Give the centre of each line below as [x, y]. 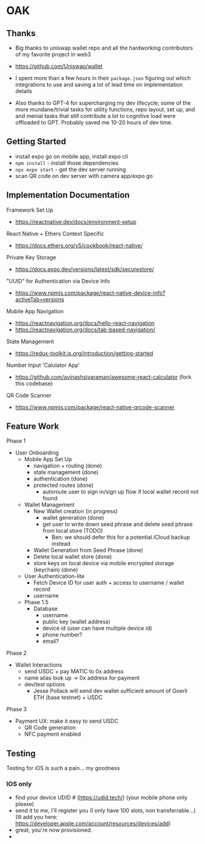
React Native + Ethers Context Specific [56, 234]
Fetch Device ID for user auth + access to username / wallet [109, 583]
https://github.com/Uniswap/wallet [59, 66]
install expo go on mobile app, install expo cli [71, 156]
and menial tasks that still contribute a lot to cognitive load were [95, 116]
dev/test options [45, 684]
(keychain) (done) [56, 570]
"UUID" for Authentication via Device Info [58, 281]
